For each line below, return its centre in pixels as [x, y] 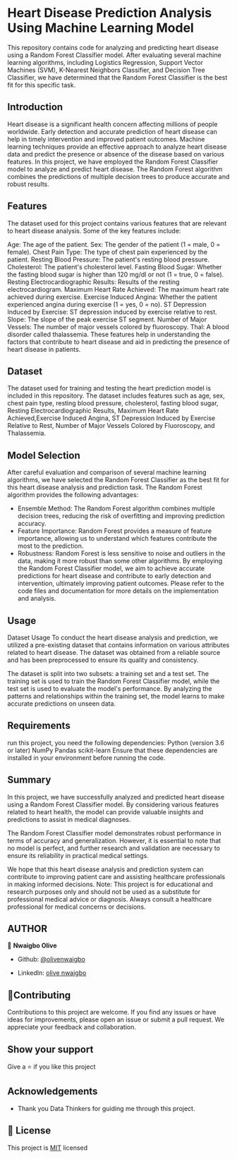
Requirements [39, 726]
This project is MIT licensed [48, 1148]
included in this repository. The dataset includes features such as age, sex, [116, 395]
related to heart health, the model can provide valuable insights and [105, 811]
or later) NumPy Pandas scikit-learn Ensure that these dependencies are [113, 750]
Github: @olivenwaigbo [51, 959]
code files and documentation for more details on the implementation [118, 591]
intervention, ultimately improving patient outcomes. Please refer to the [121, 584]
